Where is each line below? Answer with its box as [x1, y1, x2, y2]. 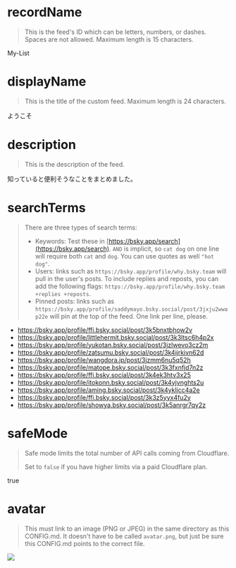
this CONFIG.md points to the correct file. [24, 539, 146, 548]
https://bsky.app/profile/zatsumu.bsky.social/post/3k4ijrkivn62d [17, 348, 204, 357]
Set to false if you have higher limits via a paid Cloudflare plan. [24, 462, 208, 471]
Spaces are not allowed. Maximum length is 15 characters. [24, 35, 194, 43]
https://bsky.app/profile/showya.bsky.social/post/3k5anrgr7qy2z [17, 401, 206, 409]
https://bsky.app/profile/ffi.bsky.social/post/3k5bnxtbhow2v [17, 326, 192, 334]
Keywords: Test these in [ [35, 237, 109, 245]
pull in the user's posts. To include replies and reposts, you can [35, 274, 219, 283]
